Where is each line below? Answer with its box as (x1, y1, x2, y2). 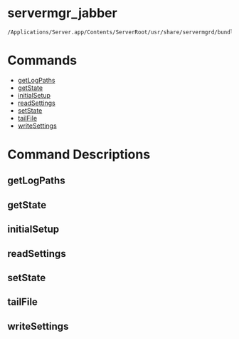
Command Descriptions (7, 146, 151, 163)
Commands (7, 52, 78, 69)
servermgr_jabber (7, 5, 117, 21)
